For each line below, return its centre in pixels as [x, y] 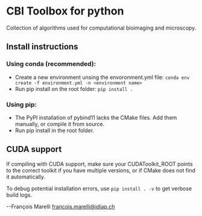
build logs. [19, 195]
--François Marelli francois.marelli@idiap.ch [61, 206]
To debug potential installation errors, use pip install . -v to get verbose [99, 188]
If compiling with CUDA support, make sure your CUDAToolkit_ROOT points [99, 164]
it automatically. [26, 177]
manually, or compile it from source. [60, 124]
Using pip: [22, 104]
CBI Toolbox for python [65, 11]
